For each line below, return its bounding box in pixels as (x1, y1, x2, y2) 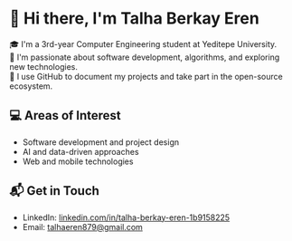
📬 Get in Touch (9, 183, 99, 198)
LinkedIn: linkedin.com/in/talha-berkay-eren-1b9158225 (22, 212, 231, 223)
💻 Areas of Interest (9, 108, 122, 123)
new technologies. (9, 61, 79, 72)
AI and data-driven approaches (22, 146, 139, 157)
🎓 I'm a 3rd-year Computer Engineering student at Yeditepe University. (9, 38, 278, 49)
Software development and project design (22, 136, 179, 148)
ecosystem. (9, 81, 53, 92)
